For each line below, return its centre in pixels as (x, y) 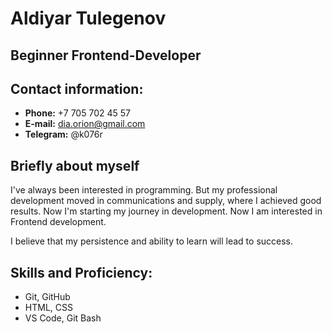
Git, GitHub (47, 297)
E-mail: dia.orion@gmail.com (85, 124)
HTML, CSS (48, 308)
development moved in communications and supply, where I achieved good (166, 201)
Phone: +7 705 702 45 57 (77, 113)
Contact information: (77, 88)
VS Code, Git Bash (63, 318)
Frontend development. (58, 222)
